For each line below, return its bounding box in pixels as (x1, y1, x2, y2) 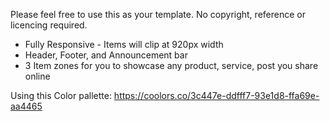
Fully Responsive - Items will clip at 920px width (24, 39, 224, 50)
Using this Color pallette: (10, 90, 112, 101)
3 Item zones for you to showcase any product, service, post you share (24, 60, 319, 71)
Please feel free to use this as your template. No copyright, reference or (10, 9, 306, 20)
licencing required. (10, 19, 88, 31)
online (24, 70, 51, 82)
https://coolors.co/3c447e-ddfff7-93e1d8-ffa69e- (113, 90, 320, 101)
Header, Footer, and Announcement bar (24, 49, 188, 61)
